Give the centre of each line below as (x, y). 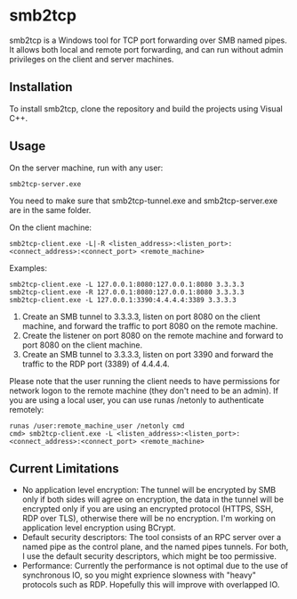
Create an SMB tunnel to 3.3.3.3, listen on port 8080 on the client (141, 316)
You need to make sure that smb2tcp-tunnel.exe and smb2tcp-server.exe (144, 201)
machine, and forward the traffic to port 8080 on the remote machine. (150, 325)
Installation (41, 87)
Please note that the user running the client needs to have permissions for (144, 381)
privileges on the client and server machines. (92, 59)
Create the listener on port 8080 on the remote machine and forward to (153, 335)
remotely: (27, 409)
